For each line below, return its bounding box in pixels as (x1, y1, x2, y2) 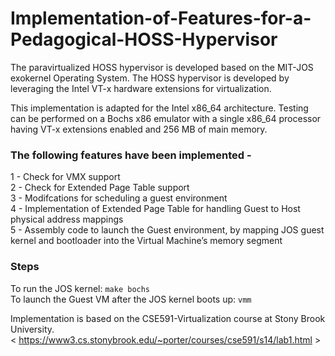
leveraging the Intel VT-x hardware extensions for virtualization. (10, 82, 272, 94)
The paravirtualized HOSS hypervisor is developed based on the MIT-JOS (10, 61, 314, 73)
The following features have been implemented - (10, 148, 252, 162)
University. (10, 323, 55, 335)
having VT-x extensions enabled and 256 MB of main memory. (10, 123, 268, 135)
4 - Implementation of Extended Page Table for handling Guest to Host (10, 203, 301, 215)
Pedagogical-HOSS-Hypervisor (10, 28, 278, 51)
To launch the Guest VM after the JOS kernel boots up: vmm (10, 293, 252, 305)
